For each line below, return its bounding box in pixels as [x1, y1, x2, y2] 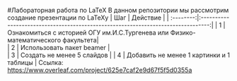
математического [7, 36, 62, 44]
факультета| [62, 36, 99, 44]
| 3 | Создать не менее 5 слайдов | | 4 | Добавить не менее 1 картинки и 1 [7, 51, 230, 59]
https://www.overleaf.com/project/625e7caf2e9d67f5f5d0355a [7, 66, 192, 74]
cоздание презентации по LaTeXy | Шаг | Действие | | [7, 13, 170, 22]
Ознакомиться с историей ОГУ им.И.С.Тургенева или [7, 28, 169, 37]
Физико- [170, 28, 196, 37]
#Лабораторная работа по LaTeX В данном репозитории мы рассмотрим [7, 6, 229, 14]
